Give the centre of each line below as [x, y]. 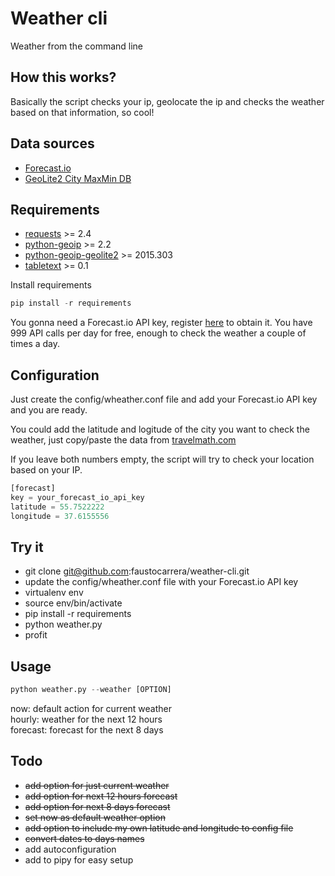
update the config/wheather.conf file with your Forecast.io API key [161, 582]
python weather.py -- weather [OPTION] [91, 690]
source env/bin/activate [73, 603]
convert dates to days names [84, 838]
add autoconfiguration [70, 849]
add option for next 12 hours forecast [101, 796]
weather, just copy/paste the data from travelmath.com [123, 440]
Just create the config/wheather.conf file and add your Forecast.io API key [164, 399]
